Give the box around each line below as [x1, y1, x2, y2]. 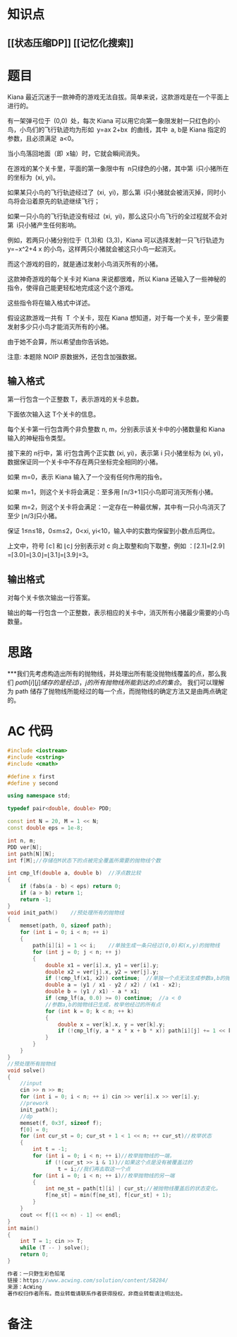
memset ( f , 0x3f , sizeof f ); [20, 1119, 102, 1126]
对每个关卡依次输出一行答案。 [7, 593, 94, 602]
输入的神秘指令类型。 [7, 434, 69, 443]
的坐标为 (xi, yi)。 [7, 173, 60, 181]
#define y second [7, 779, 59, 787]
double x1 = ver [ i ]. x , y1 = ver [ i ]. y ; [44, 962, 159, 969]
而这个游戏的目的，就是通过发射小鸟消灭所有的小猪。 [7, 259, 162, 268]
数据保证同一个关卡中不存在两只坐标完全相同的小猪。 [7, 457, 162, 467]
